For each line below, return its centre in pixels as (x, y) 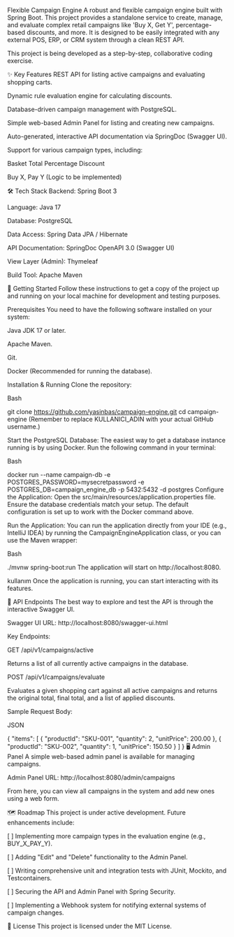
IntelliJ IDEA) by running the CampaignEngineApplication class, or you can (114, 533)
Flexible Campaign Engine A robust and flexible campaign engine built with (115, 10)
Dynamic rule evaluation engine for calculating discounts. (90, 96)
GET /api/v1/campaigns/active (51, 650)
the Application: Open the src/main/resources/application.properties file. (112, 497)
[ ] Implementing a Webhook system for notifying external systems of (107, 905)
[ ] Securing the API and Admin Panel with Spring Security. (92, 892)
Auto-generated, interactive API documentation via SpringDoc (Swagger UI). (117, 136)
